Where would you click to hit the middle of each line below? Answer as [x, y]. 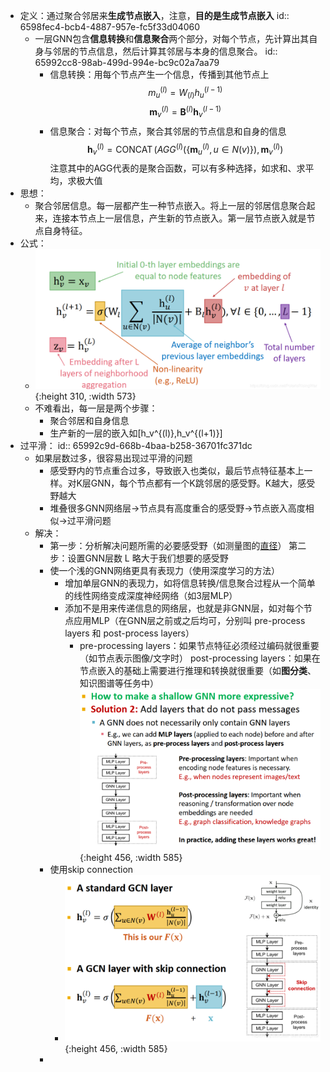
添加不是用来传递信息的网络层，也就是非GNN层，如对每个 [184, 608]
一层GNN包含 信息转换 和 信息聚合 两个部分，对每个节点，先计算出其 [172, 38]
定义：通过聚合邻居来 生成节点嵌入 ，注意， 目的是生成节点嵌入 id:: [154, 15]
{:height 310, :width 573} [85, 396]
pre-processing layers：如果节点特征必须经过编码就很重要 [199, 645]
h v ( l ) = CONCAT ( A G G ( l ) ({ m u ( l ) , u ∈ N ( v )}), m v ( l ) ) [185, 149]
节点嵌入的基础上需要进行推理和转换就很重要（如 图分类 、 [198, 670]
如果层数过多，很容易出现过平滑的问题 [113, 458]
